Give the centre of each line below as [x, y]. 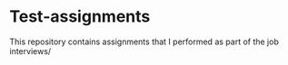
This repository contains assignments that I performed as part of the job [144, 42]
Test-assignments [80, 17]
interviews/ [30, 51]
